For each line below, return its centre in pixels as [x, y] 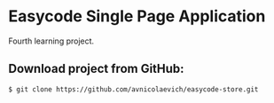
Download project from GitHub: [96, 69]
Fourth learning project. [51, 41]
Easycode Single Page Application [137, 16]
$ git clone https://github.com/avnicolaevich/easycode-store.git [133, 89]
